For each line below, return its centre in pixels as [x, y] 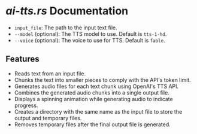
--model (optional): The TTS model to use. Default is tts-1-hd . [90, 33]
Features [22, 59]
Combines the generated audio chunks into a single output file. [92, 92]
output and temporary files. [48, 118]
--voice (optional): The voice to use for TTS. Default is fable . [90, 40]
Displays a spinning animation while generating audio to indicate [93, 99]
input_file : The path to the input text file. [66, 28]
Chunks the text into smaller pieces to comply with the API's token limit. [102, 80]
